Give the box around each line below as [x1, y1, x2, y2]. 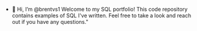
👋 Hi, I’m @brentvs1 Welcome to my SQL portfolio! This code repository [11, 6, 188, 13]
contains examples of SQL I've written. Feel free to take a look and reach [11, 12, 192, 19]
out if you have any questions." [11, 18, 89, 25]
